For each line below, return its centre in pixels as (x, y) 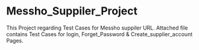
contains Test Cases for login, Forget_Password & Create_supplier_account (99, 34)
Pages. (15, 40)
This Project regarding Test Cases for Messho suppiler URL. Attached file (97, 28)
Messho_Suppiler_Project (72, 11)
